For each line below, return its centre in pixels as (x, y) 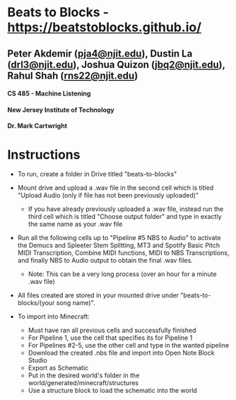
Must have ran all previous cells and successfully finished (112, 331)
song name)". (76, 303)
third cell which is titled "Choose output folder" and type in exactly (125, 217)
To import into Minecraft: (54, 316)
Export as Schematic (58, 368)
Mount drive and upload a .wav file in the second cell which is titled (116, 188)
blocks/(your (36, 303)
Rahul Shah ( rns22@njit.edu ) (73, 75)
